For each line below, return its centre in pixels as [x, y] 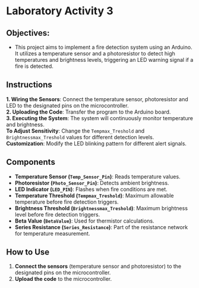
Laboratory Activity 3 [60, 11]
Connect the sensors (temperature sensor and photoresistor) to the [98, 267]
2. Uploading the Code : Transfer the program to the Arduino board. [89, 112]
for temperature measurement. [52, 233]
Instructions [29, 85]
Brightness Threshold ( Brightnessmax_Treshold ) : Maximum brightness [101, 208]
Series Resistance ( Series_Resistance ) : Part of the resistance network [101, 227]
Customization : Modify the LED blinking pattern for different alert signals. [97, 143]
